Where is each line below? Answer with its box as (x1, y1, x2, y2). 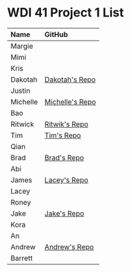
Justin (10, 86, 31, 95)
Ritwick (10, 119, 34, 128)
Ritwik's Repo (44, 119, 89, 128)
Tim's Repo (44, 131, 81, 140)
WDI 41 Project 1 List (7, 5, 125, 21)
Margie (10, 41, 34, 51)
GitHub (44, 30, 69, 39)
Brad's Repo (44, 152, 84, 162)
